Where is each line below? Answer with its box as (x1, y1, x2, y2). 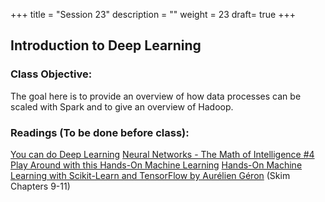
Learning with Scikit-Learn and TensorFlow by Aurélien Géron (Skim (10, 169, 291, 181)
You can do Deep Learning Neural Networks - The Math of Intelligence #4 (10, 148, 315, 160)
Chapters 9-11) (10, 180, 71, 192)
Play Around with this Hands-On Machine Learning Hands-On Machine (10, 159, 303, 171)
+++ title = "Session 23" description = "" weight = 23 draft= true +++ (10, 9, 296, 20)
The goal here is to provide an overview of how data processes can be (10, 90, 302, 102)
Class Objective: (10, 67, 93, 81)
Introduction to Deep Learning (10, 37, 202, 54)
